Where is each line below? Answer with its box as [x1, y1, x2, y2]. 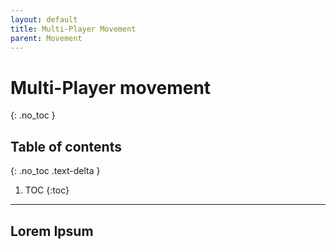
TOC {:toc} [24, 184, 70, 196]
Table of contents [10, 138, 122, 155]
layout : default [10, 14, 78, 25]
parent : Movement [10, 33, 83, 43]
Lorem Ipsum [10, 222, 94, 240]
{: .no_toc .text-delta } [10, 165, 101, 177]
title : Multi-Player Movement [10, 24, 137, 34]
